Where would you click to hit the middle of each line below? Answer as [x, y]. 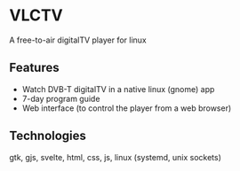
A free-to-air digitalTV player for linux [78, 40]
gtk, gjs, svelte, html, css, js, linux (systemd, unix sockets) [116, 157]
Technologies [48, 136]
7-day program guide [61, 98]
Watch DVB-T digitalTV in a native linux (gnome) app [118, 89]
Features [34, 68]
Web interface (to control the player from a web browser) [127, 108]
